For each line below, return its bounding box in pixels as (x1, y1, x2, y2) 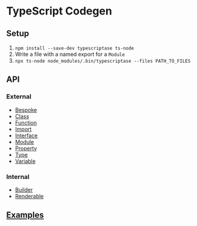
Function (14, 119, 37, 126)
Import (14, 125, 32, 133)
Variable (14, 157, 36, 165)
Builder (14, 186, 33, 193)
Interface (14, 131, 38, 139)
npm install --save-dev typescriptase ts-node (14, 45, 134, 51)
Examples (6, 210, 44, 221)
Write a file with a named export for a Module (14, 51, 125, 58)
